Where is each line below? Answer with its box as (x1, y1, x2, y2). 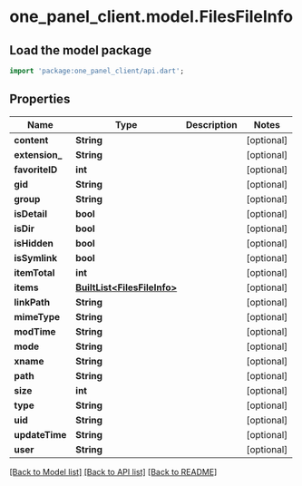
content (14, 133, 49, 146)
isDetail (14, 207, 48, 219)
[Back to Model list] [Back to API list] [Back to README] (9, 466, 218, 477)
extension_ (14, 148, 63, 160)
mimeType (14, 310, 61, 323)
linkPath (14, 296, 51, 308)
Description (185, 118, 238, 131)
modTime (14, 325, 56, 337)
